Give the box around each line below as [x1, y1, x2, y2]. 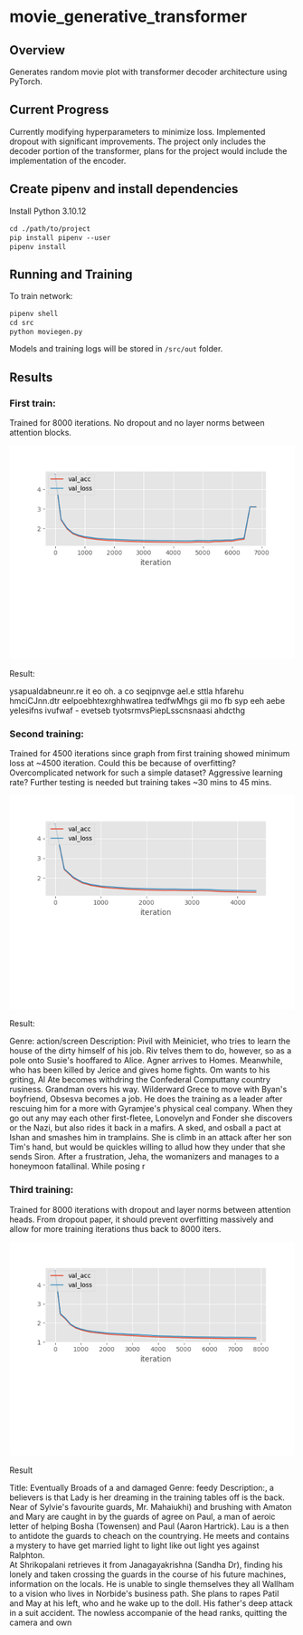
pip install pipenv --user [9, 233, 111, 242]
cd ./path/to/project [9, 224, 91, 233]
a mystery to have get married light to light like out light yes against [9, 1540, 260, 1551]
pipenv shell [9, 310, 59, 319]
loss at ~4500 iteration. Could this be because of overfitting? [9, 758, 237, 769]
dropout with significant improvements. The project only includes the [9, 136, 267, 147]
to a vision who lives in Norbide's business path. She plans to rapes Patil [9, 1588, 279, 1599]
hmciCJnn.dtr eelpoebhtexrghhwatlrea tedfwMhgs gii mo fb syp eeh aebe [9, 696, 286, 707]
